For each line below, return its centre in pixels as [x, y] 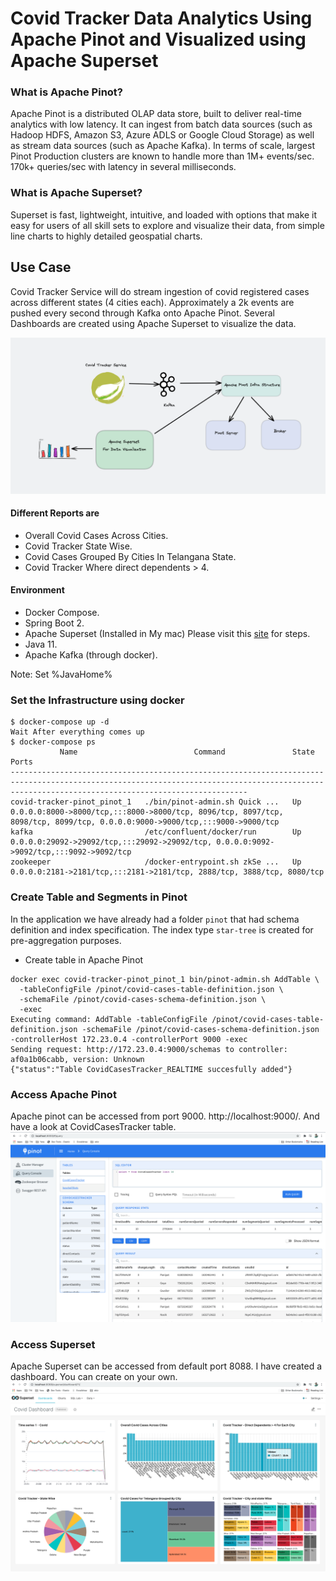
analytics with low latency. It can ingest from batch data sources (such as [161, 124]
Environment [37, 590]
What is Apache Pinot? [67, 92]
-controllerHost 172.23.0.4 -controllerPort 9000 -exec [129, 1039]
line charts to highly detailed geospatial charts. [106, 236]
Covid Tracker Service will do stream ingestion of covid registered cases [160, 291]
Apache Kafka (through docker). [91, 655]
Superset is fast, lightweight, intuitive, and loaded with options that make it [164, 214]
